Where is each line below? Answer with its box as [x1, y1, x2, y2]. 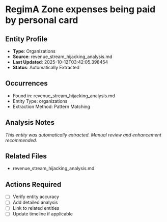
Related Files [5, 152, 47, 161]
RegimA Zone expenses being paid [5, 4, 156, 15]
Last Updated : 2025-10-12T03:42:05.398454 [12, 59, 108, 65]
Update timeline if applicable [12, 211, 73, 217]
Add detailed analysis [12, 200, 58, 206]
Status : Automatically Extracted [12, 65, 80, 70]
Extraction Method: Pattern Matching [12, 103, 91, 109]
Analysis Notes [5, 118, 55, 127]
